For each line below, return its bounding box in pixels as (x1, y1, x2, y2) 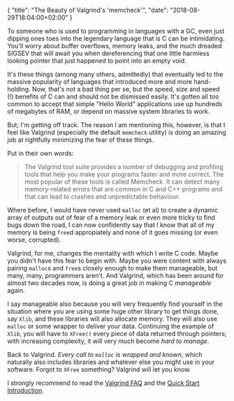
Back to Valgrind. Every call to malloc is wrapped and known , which (7, 351, 203, 358)
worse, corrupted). (7, 235, 61, 244)
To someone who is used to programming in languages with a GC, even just (7, 27, 225, 35)
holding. (7, 85, 31, 93)
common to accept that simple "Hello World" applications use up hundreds (7, 100, 223, 108)
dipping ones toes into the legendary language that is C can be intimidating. (7, 34, 225, 43)
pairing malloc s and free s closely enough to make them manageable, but (7, 264, 218, 272)
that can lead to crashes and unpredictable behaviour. (24, 192, 180, 200)
